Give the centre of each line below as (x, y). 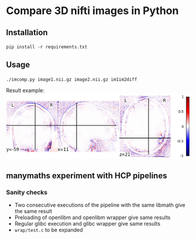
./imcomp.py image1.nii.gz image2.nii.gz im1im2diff (72, 79)
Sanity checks (27, 192)
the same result (33, 211)
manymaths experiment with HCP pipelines (87, 175)
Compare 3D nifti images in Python (92, 11)
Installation (27, 33)
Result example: (25, 90)
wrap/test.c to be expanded (49, 230)
